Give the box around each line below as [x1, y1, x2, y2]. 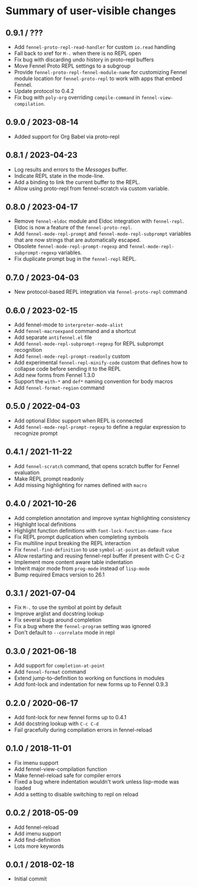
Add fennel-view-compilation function [14, 766, 107, 773]
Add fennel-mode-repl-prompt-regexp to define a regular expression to [14, 423, 186, 430]
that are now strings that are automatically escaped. [14, 236, 141, 244]
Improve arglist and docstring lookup [14, 610, 104, 617]
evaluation [14, 469, 40, 476]
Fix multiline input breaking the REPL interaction [14, 539, 131, 546]
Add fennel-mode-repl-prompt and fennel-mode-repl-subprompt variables [14, 230, 192, 238]
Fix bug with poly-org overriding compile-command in [14, 94, 140, 101]
